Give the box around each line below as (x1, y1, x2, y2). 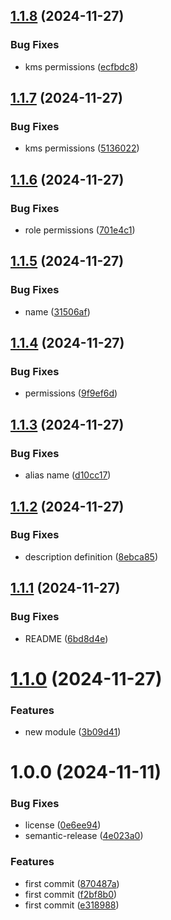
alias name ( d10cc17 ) (24, 469, 112, 481)
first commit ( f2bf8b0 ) (24, 888, 118, 900)
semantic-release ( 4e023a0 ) (24, 830, 144, 842)
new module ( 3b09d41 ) (24, 725, 122, 738)
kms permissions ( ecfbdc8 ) (24, 60, 139, 73)
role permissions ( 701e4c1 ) (24, 224, 136, 236)
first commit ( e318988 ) (24, 899, 120, 911)
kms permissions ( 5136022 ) (24, 142, 140, 154)
